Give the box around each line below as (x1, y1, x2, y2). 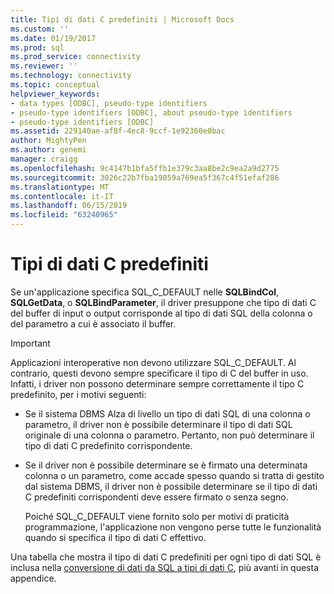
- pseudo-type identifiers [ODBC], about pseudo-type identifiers (10, 107, 293, 118)
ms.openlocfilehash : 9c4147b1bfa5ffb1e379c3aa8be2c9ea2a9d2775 (10, 163, 280, 173)
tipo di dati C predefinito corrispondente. (24, 439, 193, 451)
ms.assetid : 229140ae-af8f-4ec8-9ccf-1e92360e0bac (10, 126, 226, 136)
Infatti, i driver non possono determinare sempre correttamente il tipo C (10, 377, 305, 390)
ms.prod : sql (10, 42, 65, 53)
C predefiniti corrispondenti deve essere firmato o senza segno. (24, 491, 289, 503)
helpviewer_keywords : (10, 89, 101, 99)
